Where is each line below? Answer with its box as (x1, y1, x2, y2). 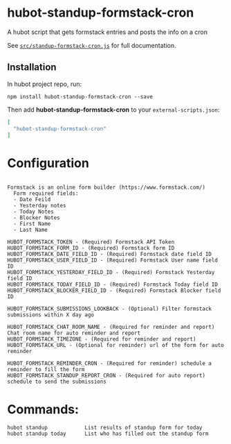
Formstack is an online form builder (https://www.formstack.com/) (7, 184, 206, 191)
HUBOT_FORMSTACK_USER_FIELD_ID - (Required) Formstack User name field (7, 257, 218, 264)
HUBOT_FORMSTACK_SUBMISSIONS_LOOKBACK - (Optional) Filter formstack (7, 305, 212, 313)
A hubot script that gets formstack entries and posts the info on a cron (7, 28, 208, 36)
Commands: (7, 401, 80, 417)
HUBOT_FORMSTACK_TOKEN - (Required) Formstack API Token (7, 239, 175, 246)
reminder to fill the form (7, 366, 85, 373)
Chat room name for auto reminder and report (7, 330, 140, 337)
